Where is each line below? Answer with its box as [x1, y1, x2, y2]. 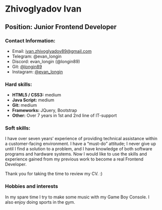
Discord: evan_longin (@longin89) [12, 58, 80, 64]
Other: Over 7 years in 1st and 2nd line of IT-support [12, 113, 117, 118]
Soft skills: [5, 125, 31, 131]
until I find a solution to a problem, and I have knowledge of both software [5, 146, 153, 152]
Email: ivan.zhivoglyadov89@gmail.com [12, 48, 92, 54]
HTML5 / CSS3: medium [12, 92, 62, 98]
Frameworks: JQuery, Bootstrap [12, 108, 78, 113]
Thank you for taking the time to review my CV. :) [5, 171, 103, 177]
